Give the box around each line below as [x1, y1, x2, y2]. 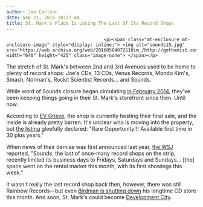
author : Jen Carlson [6, 8, 59, 15]
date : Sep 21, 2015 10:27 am [6, 15, 80, 21]
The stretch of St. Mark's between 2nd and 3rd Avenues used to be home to [6, 63, 196, 70]
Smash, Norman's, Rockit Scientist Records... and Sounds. [6, 76, 152, 84]
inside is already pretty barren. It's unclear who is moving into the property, [6, 119, 194, 126]
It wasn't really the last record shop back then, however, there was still [6, 181, 182, 188]
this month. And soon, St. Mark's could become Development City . [6, 194, 172, 201]
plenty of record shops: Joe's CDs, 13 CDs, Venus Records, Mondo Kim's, [6, 70, 190, 77]
